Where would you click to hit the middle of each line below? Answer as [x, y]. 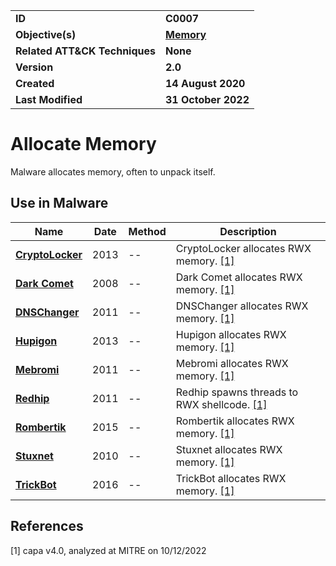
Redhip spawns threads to [237, 392]
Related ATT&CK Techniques [85, 51]
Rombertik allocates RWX [235, 421]
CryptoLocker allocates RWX [243, 248]
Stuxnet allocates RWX [229, 449]
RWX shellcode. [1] [221, 404]
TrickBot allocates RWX [231, 478]
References [47, 526]
